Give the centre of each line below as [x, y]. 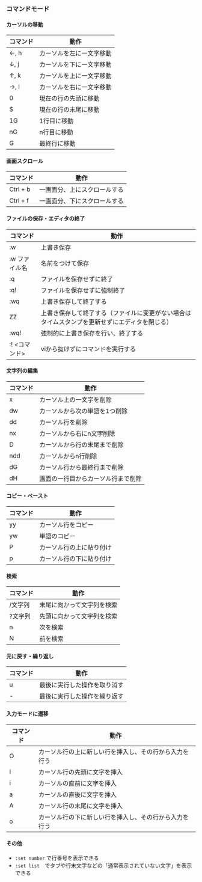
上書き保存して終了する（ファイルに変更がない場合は [116, 313]
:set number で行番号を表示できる [57, 858]
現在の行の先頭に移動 [70, 99]
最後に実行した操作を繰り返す [82, 696]
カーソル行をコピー [67, 525]
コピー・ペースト [27, 496]
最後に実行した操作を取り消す [82, 685]
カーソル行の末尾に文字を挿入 [81, 806]
